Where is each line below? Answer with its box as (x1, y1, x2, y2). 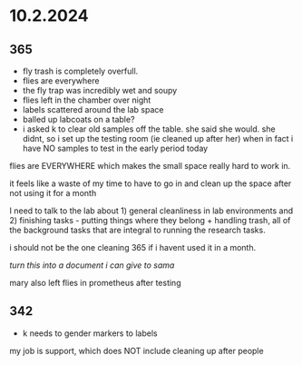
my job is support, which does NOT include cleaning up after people (9, 345, 265, 356)
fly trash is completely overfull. (22, 65, 139, 76)
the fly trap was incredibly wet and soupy (22, 85, 178, 95)
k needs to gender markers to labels (22, 328, 158, 339)
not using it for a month (9, 188, 97, 198)
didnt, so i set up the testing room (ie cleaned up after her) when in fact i (22, 133, 294, 143)
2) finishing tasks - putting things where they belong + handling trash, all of (9, 215, 291, 225)
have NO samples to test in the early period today (22, 143, 209, 153)
